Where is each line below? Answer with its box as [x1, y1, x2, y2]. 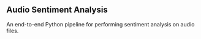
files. [6, 27, 19, 34]
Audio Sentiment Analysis [6, 5, 108, 15]
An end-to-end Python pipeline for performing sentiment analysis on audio [6, 20, 195, 28]
